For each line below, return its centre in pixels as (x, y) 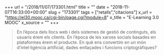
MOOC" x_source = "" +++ (32, 22)
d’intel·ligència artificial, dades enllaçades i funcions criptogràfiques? (87, 47)
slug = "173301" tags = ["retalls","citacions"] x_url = (100, 12)
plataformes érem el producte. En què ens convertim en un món (81, 42)
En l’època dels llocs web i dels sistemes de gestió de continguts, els (86, 32)
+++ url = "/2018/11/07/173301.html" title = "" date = (57, 7)
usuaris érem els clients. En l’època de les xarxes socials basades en (86, 37)
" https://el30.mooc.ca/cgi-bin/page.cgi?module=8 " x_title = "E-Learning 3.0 (82, 17)
